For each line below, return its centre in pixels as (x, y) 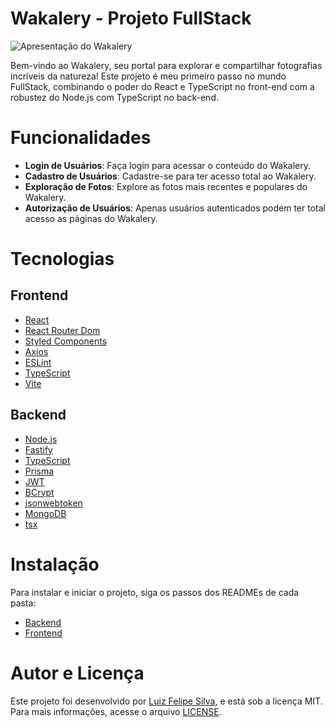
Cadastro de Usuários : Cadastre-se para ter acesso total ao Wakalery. (170, 176)
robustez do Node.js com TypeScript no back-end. (114, 97)
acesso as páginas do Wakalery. (91, 218)
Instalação (55, 564)
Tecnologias (62, 259)
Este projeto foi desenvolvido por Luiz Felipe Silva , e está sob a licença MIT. (166, 701)
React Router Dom (62, 330)
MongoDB (45, 513)
